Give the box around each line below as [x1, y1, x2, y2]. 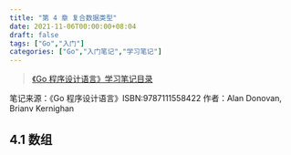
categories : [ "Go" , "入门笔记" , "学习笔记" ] [9, 47, 162, 57]
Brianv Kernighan [9, 103, 75, 114]
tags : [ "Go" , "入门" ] [9, 38, 85, 48]
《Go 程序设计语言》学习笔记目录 [31, 74, 153, 85]
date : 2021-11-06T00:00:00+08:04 [9, 22, 137, 31]
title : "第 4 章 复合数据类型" [9, 13, 118, 23]
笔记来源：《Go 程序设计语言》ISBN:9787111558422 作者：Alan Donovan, [9, 93, 283, 104]
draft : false [9, 30, 59, 39]
